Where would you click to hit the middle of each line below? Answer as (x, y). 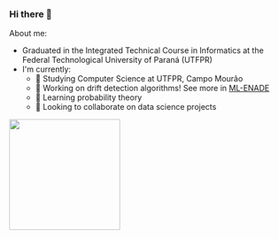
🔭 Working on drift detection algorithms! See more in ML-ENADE (152, 89)
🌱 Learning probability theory (89, 97)
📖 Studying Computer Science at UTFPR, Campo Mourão (139, 79)
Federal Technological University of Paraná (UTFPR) (117, 60)
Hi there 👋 (31, 14)
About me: (28, 34)
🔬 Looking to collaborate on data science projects (126, 107)
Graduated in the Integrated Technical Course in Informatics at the (143, 50)
